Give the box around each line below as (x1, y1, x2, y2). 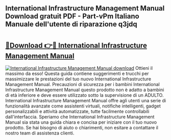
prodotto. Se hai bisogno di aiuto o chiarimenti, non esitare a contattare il (5, 125, 158, 130)
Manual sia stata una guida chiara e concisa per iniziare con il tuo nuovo (5, 119, 157, 125)
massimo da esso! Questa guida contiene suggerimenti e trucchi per (5, 71, 149, 76)
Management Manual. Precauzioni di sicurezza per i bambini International (5, 81, 160, 87)
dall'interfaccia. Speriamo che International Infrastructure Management (5, 114, 155, 120)
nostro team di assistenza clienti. (5, 130, 75, 136)
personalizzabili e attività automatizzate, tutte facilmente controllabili (5, 108, 150, 114)
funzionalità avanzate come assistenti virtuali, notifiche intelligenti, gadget (5, 103, 161, 109)
